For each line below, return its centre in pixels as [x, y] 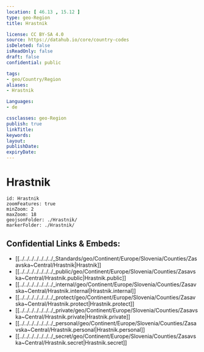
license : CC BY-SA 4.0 [35, 34]
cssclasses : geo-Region [37, 118]
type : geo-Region [28, 18]
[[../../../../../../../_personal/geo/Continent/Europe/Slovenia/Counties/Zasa [106, 323]
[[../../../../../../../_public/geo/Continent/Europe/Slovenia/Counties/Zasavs [105, 271]
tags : [13, 74]
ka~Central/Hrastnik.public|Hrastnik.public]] [71, 278]
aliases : [17, 85]
